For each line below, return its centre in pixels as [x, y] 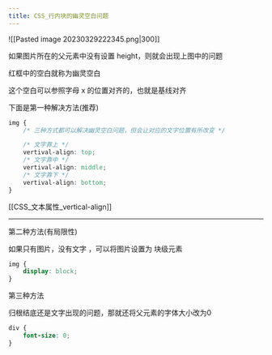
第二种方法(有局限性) [43, 231]
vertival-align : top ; [59, 152]
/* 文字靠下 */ [46, 175]
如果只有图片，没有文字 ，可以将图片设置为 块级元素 [96, 249]
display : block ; [51, 272]
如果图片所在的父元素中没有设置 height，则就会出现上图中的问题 [116, 56]
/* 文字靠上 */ [46, 145]
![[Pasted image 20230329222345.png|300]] [84, 39]
